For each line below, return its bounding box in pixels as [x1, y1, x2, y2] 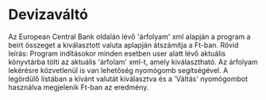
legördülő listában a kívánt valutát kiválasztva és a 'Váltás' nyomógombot [8, 74, 249, 83]
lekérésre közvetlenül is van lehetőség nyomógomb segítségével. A [8, 65, 229, 75]
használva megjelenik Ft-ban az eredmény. [8, 82, 149, 92]
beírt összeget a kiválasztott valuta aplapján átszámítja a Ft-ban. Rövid [8, 40, 239, 49]
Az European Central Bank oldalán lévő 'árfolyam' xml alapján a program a [8, 32, 252, 41]
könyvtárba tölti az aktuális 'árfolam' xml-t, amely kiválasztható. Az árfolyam [8, 57, 258, 67]
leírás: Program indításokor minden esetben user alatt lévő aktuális [8, 48, 226, 58]
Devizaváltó [8, 6, 89, 24]
